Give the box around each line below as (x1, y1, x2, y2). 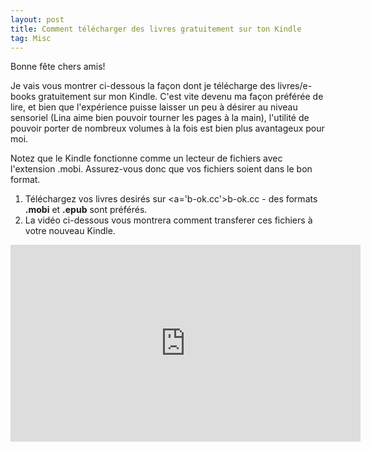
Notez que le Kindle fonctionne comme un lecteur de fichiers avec (10, 152, 283, 165)
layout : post (10, 14, 65, 25)
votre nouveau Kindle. (24, 225, 116, 237)
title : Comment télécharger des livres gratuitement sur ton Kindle (10, 24, 302, 34)
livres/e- (277, 80, 313, 92)
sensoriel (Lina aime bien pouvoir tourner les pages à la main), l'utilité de (10, 112, 310, 124)
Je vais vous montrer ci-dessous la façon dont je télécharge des (10, 80, 276, 92)
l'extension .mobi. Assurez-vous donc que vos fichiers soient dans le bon (10, 163, 313, 175)
